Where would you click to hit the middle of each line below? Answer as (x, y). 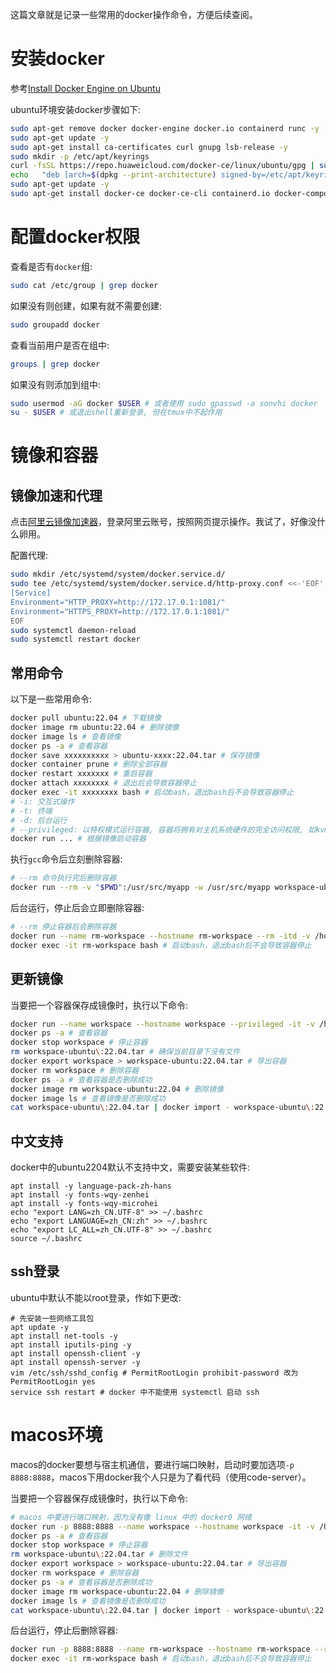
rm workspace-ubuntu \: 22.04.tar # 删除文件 (99, 1554)
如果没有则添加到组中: (56, 384)
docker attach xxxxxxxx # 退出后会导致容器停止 (103, 783)
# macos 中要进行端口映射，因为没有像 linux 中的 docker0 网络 (131, 1517)
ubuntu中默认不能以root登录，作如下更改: (96, 1297)
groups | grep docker (55, 364)
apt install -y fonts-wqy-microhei (84, 1204)
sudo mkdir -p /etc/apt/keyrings (80, 156)
